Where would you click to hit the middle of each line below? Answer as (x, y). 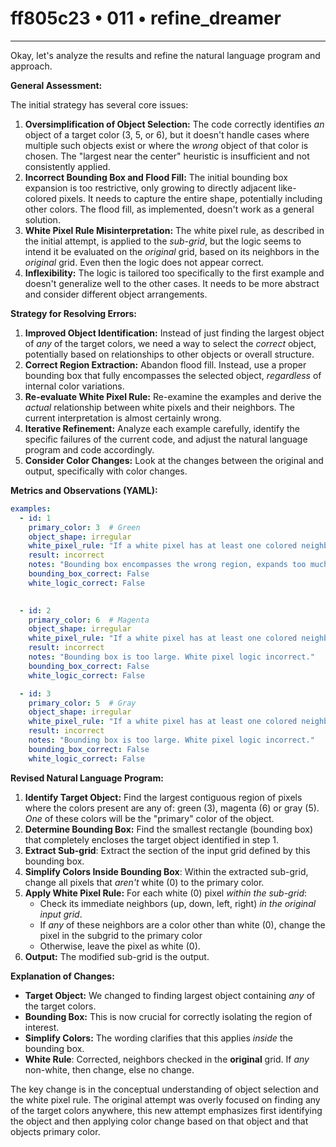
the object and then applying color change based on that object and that (159, 1121)
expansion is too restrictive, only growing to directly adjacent (150, 188)
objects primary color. (55, 1131)
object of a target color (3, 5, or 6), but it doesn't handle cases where (167, 134)
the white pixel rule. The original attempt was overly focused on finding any (165, 1099)
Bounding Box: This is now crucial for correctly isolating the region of (168, 1016)
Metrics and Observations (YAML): (84, 490)
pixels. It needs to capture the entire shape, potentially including (190, 198)
